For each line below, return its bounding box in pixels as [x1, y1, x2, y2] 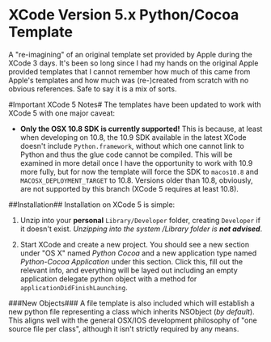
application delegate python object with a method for [19, 273, 197, 284]
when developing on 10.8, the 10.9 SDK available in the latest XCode [19, 132, 247, 142]
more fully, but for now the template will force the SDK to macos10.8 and [19, 167, 259, 176]
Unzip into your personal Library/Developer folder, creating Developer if [19, 215, 261, 225]
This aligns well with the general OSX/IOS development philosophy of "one [8, 315, 257, 325]
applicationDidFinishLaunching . [19, 282, 128, 292]
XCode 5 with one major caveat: [8, 108, 116, 118]
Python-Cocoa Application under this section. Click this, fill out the [19, 256, 243, 266]
